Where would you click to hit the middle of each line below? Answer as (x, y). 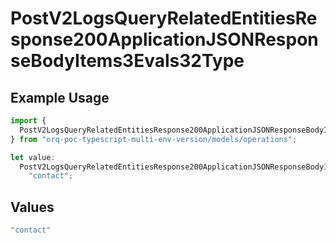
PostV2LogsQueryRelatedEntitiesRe (164, 18)
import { (28, 121)
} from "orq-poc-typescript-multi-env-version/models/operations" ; (154, 139)
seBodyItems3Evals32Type (127, 61)
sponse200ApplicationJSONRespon (164, 39)
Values (32, 207)
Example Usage (60, 97)
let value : (33, 157)
